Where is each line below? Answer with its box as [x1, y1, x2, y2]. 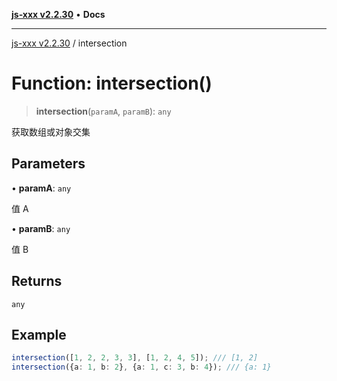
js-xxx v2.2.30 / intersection [11, 37, 128, 49]
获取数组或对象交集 [11, 125, 91, 138]
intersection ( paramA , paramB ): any [35, 105, 172, 117]
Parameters [11, 155, 86, 173]
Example [11, 326, 67, 343]
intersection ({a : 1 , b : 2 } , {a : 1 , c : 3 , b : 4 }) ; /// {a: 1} [11, 362, 272, 373]
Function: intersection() [11, 72, 213, 95]
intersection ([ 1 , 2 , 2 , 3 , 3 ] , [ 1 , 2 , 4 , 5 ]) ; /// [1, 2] [11, 353, 259, 363]
